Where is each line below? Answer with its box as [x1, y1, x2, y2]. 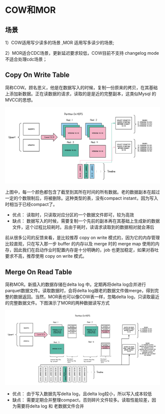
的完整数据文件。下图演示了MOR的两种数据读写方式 [5, 300, 110, 306]
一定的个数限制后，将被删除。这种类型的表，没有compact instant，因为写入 [5, 195, 159, 201]
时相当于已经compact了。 [5, 202, 57, 207]
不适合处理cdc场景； [5, 56, 48, 62]
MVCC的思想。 [5, 97, 36, 103]
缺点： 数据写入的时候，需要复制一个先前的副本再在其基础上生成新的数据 [12, 218, 160, 224]
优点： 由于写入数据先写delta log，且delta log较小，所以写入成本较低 [12, 390, 152, 397]
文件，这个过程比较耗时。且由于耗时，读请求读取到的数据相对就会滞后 [12, 224, 155, 230]
